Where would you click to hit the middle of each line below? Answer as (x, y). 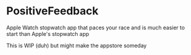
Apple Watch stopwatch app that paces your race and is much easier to (95, 27)
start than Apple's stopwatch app (48, 33)
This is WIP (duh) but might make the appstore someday (76, 45)
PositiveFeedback (52, 11)
